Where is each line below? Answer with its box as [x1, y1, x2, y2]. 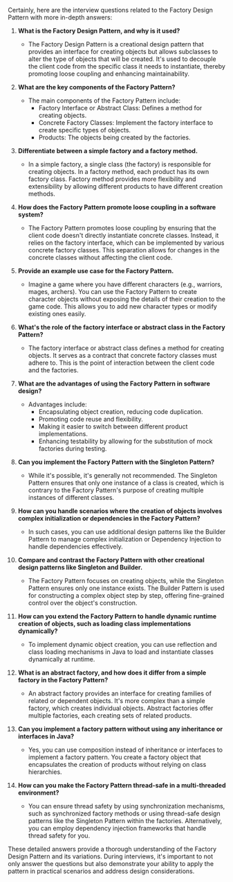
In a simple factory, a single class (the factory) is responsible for [28, 160, 212, 168]
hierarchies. [28, 768, 62, 776]
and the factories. [28, 366, 79, 374]
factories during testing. [38, 444, 107, 453]
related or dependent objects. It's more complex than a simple [28, 697, 206, 704]
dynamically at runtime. [28, 655, 95, 663]
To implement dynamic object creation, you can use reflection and [28, 641, 217, 648]
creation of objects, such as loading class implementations [17, 620, 192, 628]
